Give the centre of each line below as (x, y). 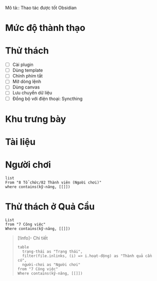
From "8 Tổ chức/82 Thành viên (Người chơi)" (53, 182)
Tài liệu (20, 142)
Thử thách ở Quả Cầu (50, 207)
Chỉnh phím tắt (27, 76)
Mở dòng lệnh (27, 81)
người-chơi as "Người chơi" (51, 264)
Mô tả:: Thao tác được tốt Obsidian (41, 8)
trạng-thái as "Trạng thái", (52, 251)
